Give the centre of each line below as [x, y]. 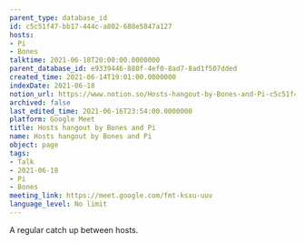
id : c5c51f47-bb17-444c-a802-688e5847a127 [91, 26]
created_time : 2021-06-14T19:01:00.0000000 [93, 77]
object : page [34, 145]
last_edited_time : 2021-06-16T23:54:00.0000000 [101, 111]
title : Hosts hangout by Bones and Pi [83, 128]
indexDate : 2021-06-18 [52, 86]
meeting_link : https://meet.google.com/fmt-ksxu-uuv [111, 196]
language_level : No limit [58, 204]
